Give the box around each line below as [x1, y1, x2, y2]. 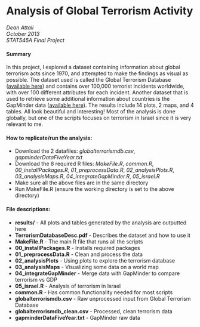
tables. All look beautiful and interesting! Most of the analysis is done [6, 108, 176, 115]
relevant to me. [6, 121, 44, 128]
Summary [6, 50, 31, 57]
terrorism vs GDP [14, 276, 58, 283]
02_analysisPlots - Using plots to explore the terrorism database [14, 257, 175, 264]
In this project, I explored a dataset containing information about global [6, 64, 180, 71]
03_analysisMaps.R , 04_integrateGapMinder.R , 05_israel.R [14, 173, 160, 180]
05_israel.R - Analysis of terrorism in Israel [14, 282, 121, 289]
